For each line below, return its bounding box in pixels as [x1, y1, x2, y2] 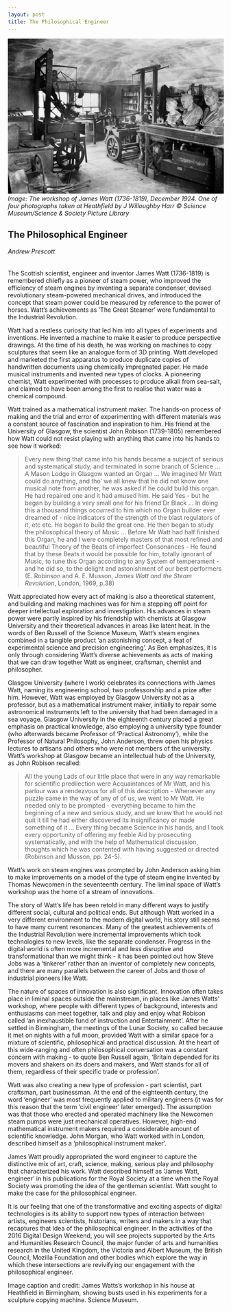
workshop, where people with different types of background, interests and [8, 1001, 218, 1010]
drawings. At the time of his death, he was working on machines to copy [8, 341, 212, 349]
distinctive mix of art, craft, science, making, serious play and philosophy [8, 1159, 215, 1167]
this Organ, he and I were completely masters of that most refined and [24, 535, 223, 543]
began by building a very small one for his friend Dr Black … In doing [24, 499, 219, 507]
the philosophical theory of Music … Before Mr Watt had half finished [24, 527, 220, 536]
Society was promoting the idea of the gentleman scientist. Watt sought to [8, 1181, 218, 1189]
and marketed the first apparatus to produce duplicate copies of [8, 355, 189, 363]
